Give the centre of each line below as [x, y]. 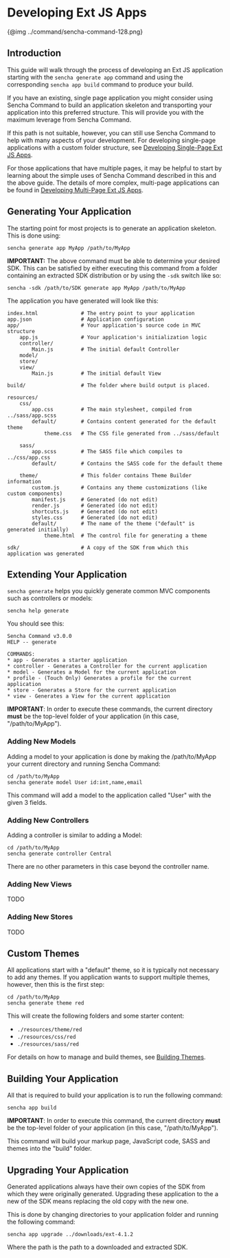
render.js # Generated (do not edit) [95, 505]
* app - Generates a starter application [67, 661]
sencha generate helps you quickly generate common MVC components [109, 591]
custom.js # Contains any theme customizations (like [119, 488]
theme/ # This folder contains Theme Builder [106, 475]
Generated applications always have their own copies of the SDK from [106, 1187]
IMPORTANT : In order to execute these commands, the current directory [110, 709]
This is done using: [34, 236]
